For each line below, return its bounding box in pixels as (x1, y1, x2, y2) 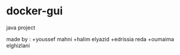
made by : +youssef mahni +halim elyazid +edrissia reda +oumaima (6, 35, 175, 42)
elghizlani (6, 42, 30, 49)
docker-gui (6, 4, 63, 18)
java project (6, 24, 36, 31)
